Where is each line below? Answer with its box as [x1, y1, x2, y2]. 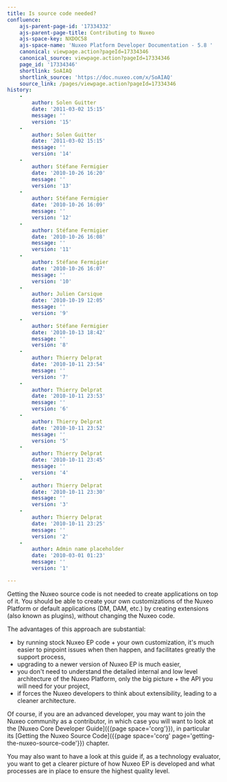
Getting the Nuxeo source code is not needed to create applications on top [7, 589, 218, 597]
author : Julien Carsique [32, 291, 103, 298]
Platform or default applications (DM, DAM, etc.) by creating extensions [7, 604, 209, 613]
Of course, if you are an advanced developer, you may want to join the [7, 709, 206, 718]
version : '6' [32, 405, 69, 412]
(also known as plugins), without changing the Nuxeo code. [7, 611, 175, 619]
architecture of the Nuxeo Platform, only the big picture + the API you [16, 674, 213, 683]
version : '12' [32, 214, 72, 221]
